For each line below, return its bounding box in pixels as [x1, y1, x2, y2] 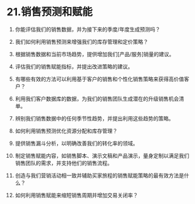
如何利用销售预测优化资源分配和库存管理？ [15, 127, 118, 134]
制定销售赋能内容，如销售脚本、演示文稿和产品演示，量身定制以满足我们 [15, 152, 189, 159]
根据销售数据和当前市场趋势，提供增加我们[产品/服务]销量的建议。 [15, 50, 175, 57]
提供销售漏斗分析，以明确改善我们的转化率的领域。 [15, 140, 138, 147]
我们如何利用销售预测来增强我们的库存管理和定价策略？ [15, 38, 148, 45]
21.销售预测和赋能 [6, 5, 93, 19]
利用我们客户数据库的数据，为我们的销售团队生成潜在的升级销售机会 [15, 95, 179, 102]
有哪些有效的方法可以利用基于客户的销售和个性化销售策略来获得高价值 [15, 75, 184, 82]
